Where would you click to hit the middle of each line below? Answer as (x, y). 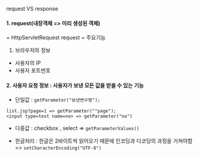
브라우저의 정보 (33, 50)
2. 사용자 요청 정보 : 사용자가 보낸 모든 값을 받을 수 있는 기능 (75, 85)
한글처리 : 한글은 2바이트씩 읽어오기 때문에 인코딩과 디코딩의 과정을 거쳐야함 (104, 141)
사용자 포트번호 (33, 71)
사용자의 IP (28, 63)
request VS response (32, 9)
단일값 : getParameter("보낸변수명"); (58, 100)
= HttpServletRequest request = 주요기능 (56, 38)
